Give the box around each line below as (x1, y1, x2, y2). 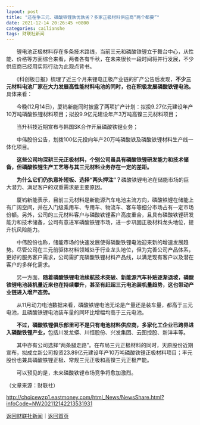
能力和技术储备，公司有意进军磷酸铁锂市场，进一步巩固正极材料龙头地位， (6, 219, 189, 226)
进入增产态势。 (16, 288, 54, 296)
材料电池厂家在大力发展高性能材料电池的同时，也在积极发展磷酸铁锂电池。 (11, 83, 194, 90)
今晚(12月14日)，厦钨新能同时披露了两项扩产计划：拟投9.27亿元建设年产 (16, 103, 193, 110)
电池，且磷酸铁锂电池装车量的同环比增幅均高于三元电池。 (6, 309, 147, 316)
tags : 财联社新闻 (6, 31, 45, 37)
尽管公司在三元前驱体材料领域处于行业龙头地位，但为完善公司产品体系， (16, 246, 194, 253)
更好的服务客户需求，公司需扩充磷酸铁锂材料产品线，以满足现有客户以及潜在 (6, 254, 194, 261)
